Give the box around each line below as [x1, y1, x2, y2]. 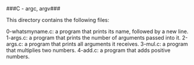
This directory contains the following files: [6, 17, 109, 23]
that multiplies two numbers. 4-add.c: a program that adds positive [6, 47, 171, 54]
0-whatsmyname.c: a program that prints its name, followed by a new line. [6, 28, 189, 35]
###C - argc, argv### [6, 5, 61, 12]
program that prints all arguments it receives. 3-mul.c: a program [29, 41, 188, 47]
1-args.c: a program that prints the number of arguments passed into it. [6, 34, 181, 41]
